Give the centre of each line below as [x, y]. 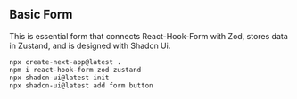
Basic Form [41, 15]
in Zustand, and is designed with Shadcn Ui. [90, 45]
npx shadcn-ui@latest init [59, 78]
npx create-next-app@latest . [66, 62]
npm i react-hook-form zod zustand [75, 70]
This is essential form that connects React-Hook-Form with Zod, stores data [148, 36]
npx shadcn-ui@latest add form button [81, 85]
